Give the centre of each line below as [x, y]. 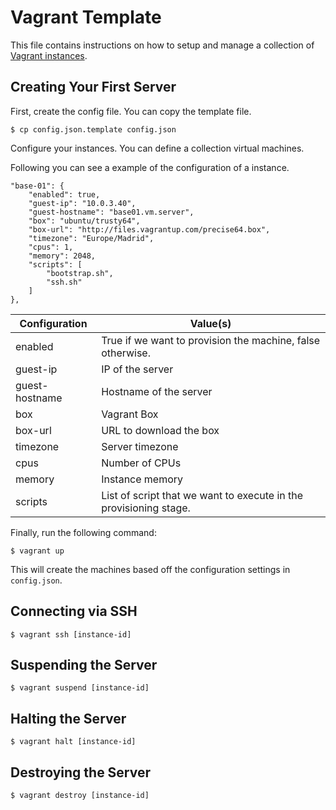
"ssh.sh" [64, 282]
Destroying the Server [81, 772]
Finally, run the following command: [83, 532]
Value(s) [210, 323]
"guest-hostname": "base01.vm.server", [111, 212]
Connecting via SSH [74, 611]
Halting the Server [68, 718]
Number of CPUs [141, 463]
